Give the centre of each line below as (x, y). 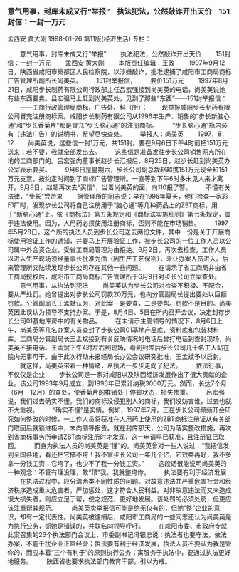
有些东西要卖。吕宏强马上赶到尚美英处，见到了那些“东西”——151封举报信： (117, 98)
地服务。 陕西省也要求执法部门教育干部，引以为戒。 (89, 561)
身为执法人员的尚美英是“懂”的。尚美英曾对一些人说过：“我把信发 (135, 446)
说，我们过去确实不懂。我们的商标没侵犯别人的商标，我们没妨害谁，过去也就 (119, 401)
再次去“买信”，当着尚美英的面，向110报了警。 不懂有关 (145, 187)
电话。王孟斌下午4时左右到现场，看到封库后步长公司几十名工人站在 (131, 348)
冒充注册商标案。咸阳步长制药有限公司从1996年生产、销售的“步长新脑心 (124, 116)
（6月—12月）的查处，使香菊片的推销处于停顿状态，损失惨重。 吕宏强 (116, 392)
